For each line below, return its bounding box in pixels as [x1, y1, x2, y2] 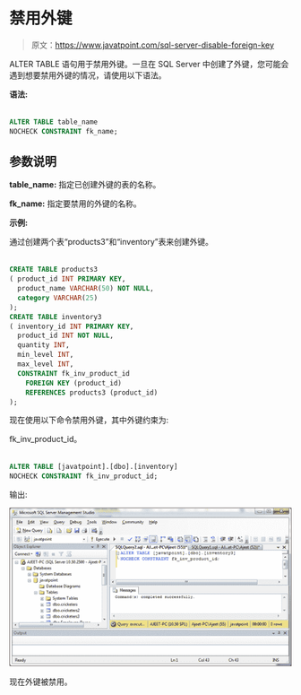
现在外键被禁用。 [9, 676, 73, 687]
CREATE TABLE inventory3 [9, 312, 102, 321]
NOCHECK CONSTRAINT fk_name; [9, 126, 118, 135]
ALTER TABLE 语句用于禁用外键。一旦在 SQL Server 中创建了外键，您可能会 [9, 58, 289, 69]
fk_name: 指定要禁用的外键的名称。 [9, 198, 142, 209]
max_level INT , [17, 360, 74, 369]
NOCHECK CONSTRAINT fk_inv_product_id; [9, 472, 159, 481]
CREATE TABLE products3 [9, 265, 99, 274]
